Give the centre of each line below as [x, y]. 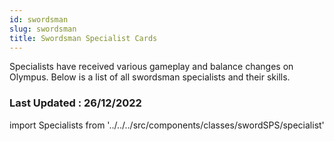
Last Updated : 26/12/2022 [75, 103]
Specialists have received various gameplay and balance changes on [151, 67]
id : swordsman [39, 19]
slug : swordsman [43, 29]
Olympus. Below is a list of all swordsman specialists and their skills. [150, 77]
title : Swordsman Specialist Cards [83, 38]
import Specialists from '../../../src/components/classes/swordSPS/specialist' [167, 125]
